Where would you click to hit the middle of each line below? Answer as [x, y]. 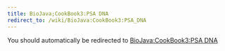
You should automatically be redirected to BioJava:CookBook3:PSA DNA [113, 40]
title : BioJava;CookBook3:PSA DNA [58, 14]
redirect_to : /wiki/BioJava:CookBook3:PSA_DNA [77, 20]
